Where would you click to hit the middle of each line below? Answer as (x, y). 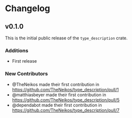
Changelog (28, 8)
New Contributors (27, 74)
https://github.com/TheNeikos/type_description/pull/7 (66, 110)
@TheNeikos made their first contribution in (56, 84)
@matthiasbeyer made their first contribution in (59, 95)
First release (24, 61)
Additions (17, 51)
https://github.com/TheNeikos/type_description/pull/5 (66, 100)
